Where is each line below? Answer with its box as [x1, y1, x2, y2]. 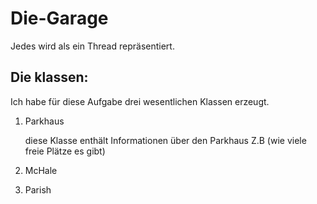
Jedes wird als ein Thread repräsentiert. [10, 40, 175, 52]
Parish [24, 183, 52, 196]
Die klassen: [10, 69, 89, 86]
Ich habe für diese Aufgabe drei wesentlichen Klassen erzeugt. [10, 95, 270, 107]
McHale [24, 164, 58, 176]
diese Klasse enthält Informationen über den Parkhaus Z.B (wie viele [24, 134, 307, 146]
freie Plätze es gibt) [24, 145, 106, 157]
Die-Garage [10, 7, 109, 30]
